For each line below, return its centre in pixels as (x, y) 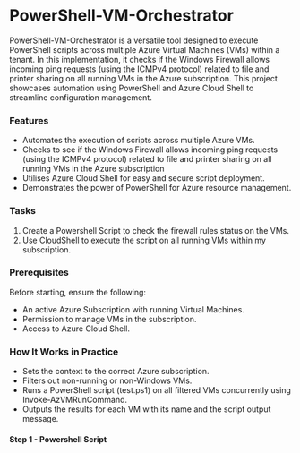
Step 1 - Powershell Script (58, 439)
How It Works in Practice (64, 352)
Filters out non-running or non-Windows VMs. (107, 380)
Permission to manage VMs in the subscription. (109, 319)
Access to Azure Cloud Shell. (76, 329)
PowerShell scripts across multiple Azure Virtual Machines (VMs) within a (145, 49)
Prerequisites (39, 272)
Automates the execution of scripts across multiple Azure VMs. (138, 141)
